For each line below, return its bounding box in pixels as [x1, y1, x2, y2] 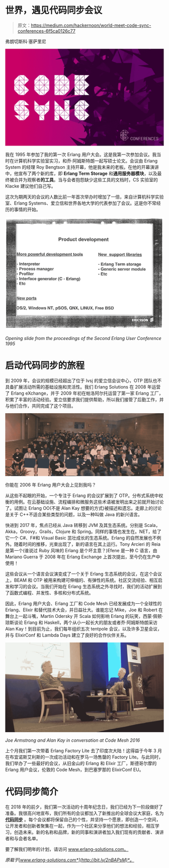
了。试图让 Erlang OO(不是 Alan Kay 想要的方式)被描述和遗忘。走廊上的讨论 [5, 505, 162, 511]
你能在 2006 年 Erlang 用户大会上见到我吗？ [5, 482, 97, 488]
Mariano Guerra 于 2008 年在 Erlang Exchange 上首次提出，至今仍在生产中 [5, 554, 160, 560]
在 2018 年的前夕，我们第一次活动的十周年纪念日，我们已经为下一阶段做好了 [5, 804, 163, 810]
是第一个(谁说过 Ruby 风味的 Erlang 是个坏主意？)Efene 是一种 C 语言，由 [5, 548, 157, 554]
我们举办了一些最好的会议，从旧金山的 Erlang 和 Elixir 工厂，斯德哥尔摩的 [5, 760, 157, 766]
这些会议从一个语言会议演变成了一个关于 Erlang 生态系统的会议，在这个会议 [5, 571, 162, 577]
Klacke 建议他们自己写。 [5, 183, 56, 189]
